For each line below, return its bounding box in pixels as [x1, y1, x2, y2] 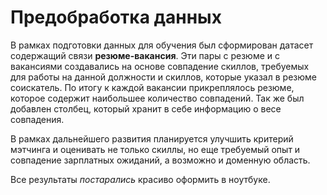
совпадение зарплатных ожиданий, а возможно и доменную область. [10, 154, 311, 166]
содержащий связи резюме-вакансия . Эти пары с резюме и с [10, 49, 281, 61]
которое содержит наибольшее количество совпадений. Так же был [10, 92, 305, 104]
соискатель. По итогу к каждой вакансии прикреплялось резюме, [10, 81, 295, 93]
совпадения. [10, 113, 65, 125]
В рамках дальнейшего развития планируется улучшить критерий [10, 132, 294, 145]
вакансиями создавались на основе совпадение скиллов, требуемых [10, 60, 310, 72]
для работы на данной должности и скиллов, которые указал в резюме [10, 71, 317, 83]
